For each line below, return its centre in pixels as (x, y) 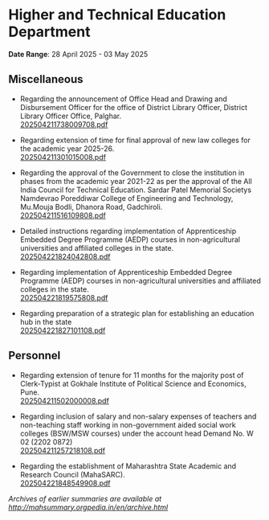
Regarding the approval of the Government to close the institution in (132, 172)
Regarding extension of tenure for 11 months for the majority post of (132, 375)
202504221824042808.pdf (65, 256)
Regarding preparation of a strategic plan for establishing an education (137, 313)
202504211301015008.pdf (63, 157)
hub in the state (46, 321)
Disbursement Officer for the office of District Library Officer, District (133, 107)
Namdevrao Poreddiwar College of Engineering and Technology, (126, 198)
